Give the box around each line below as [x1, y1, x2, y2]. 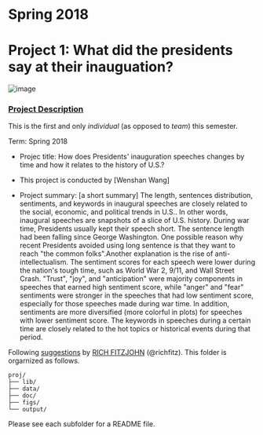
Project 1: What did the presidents [8, 42, 233, 60]
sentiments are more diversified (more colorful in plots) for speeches [19, 308, 243, 317]
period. [19, 332, 43, 342]
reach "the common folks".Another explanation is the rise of [19, 249, 214, 258]
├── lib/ [8, 378, 37, 386]
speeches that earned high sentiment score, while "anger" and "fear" [19, 283, 244, 292]
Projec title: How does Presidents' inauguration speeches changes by [19, 152, 245, 162]
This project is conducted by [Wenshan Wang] [19, 175, 170, 185]
